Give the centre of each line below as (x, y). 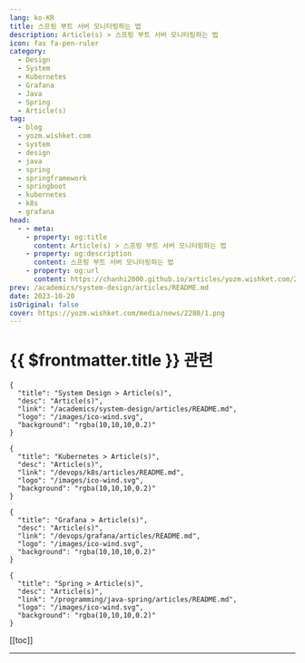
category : (28, 52)
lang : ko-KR (32, 18)
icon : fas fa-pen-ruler (54, 43)
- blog (30, 128)
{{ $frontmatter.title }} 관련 (111, 361)
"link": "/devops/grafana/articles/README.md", (109, 536)
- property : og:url (63, 271)
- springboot (42, 187)
